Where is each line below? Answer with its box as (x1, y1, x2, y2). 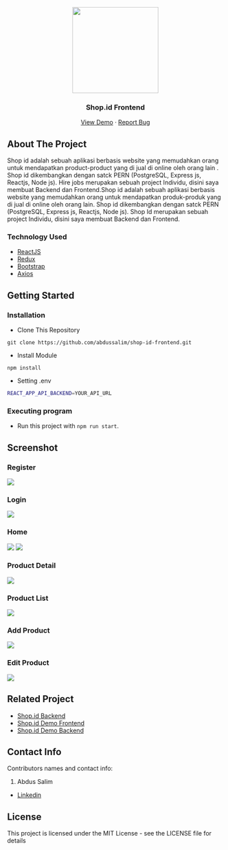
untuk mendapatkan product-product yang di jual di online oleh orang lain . (7, 164, 219, 172)
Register (7, 463, 36, 472)
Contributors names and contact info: (7, 764, 113, 773)
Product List (7, 593, 49, 603)
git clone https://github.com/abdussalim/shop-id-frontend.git (7, 339, 192, 346)
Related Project (7, 693, 74, 705)
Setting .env (16, 376, 52, 385)
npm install (7, 365, 41, 372)
